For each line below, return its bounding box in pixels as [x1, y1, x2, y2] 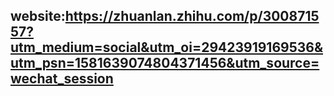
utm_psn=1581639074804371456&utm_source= [10, 55, 320, 72]
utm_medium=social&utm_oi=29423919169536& [10, 39, 324, 56]
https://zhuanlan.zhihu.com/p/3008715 [64, 8, 320, 25]
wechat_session [10, 70, 114, 88]
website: [10, 8, 66, 25]
